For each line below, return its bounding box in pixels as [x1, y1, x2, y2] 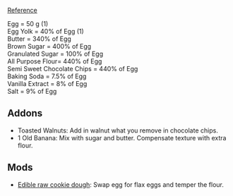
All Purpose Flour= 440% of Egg [7, 57, 102, 66]
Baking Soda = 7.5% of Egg [7, 72, 87, 80]
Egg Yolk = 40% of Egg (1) [7, 27, 85, 35]
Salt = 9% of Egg [7, 87, 57, 95]
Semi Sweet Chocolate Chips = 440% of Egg [7, 65, 138, 73]
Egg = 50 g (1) [7, 20, 49, 27]
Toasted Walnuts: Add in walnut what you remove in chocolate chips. [17, 126, 219, 135]
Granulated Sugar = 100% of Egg [7, 49, 104, 58]
